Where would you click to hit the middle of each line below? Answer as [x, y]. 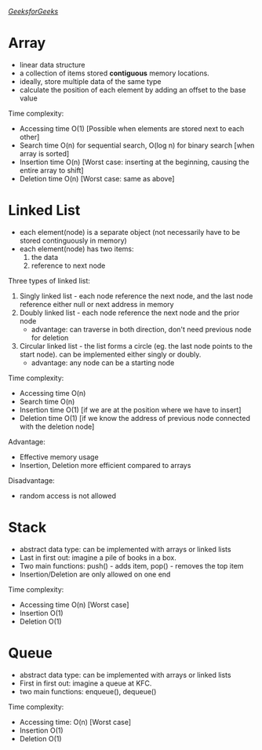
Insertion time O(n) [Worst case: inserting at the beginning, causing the [134, 162]
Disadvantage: [31, 480]
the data [45, 257]
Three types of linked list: [49, 280]
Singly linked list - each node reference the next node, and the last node [136, 296]
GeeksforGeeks [33, 11]
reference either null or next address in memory [96, 304]
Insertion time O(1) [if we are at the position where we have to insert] [130, 410]
